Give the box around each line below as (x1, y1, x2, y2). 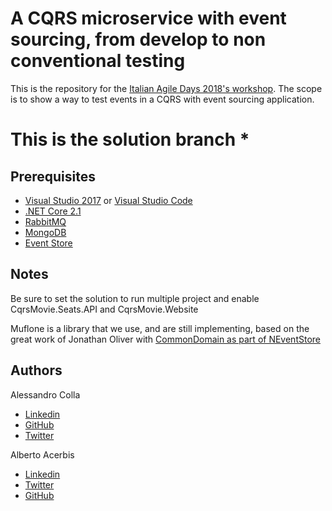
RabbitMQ (24, 215, 67, 227)
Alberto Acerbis (10, 448, 75, 461)
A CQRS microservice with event (10, 7, 287, 30)
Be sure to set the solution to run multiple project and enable (10, 292, 260, 304)
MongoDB (24, 226, 67, 238)
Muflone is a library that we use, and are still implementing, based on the (10, 322, 310, 334)
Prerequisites (10, 168, 96, 185)
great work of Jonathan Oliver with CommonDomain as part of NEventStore (10, 333, 321, 345)
